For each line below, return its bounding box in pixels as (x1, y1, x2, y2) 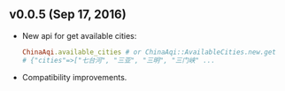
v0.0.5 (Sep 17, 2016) (9, 7, 127, 22)
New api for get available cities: (21, 30, 137, 41)
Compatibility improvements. (21, 72, 127, 82)
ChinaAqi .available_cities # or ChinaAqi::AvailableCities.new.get (21, 48, 276, 57)
